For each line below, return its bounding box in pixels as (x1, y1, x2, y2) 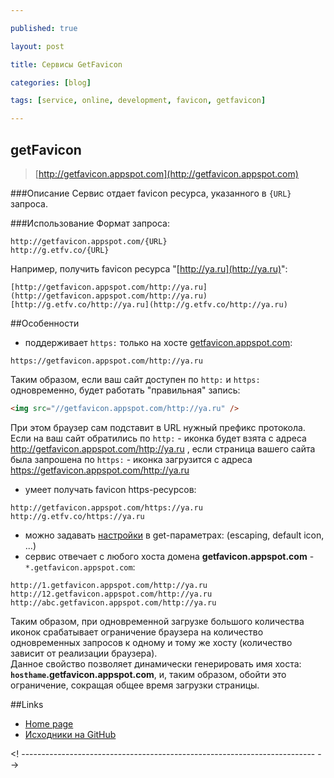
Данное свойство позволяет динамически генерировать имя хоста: (10, 657, 302, 670)
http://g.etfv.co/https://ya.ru (10, 511, 145, 521)
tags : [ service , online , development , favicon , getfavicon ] (10, 96, 267, 106)
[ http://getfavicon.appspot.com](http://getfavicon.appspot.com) (34, 167, 299, 180)
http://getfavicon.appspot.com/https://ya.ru (10, 502, 203, 513)
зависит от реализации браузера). (10, 647, 158, 659)
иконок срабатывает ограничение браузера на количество (10, 626, 264, 638)
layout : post (10, 41, 65, 51)
